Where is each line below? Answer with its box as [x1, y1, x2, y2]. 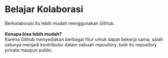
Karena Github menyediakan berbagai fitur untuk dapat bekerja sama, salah [5, 36, 163, 42]
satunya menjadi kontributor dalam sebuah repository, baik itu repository [5, 41, 157, 47]
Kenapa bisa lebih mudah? [5, 31, 62, 37]
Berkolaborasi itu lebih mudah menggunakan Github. [5, 20, 115, 26]
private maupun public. [5, 47, 53, 53]
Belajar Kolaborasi [5, 4, 83, 15]
